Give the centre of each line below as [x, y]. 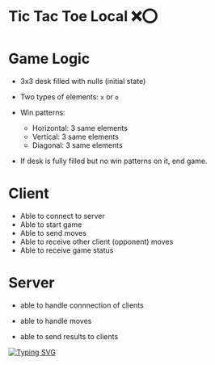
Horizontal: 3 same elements [80, 128]
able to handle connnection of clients [82, 305]
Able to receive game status [67, 250]
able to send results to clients [69, 336]
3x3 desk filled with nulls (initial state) [83, 82]
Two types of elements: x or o [69, 97]
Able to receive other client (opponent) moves [97, 242]
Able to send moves [53, 233]
